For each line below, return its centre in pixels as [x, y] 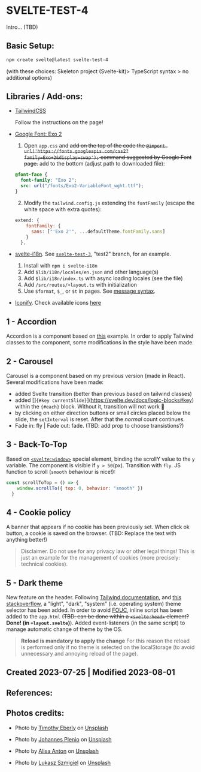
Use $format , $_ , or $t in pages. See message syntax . [89, 291]
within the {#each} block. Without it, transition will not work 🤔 [90, 406]
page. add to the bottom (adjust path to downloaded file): [94, 164]
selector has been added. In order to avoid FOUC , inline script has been [95, 610]
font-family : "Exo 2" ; [49, 181]
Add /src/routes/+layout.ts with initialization [80, 285]
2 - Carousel [30, 361]
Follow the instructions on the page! [59, 122]
